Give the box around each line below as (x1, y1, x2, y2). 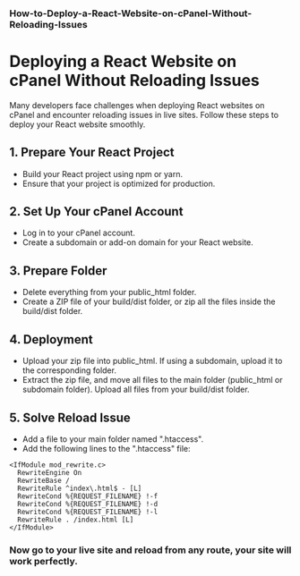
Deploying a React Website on (9, 52, 237, 72)
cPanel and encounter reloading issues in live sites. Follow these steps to (9, 109, 279, 120)
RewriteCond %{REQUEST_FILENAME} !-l (17, 507, 159, 516)
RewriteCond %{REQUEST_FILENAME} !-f (17, 491, 159, 501)
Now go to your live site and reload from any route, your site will (9, 544, 292, 556)
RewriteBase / (17, 476, 70, 485)
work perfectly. (9, 555, 78, 567)
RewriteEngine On (17, 468, 82, 477)
